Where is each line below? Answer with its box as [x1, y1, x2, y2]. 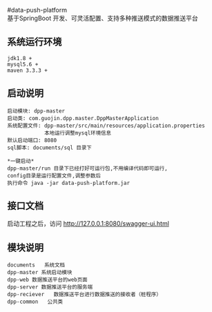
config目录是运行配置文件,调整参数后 [7, 172, 102, 179]
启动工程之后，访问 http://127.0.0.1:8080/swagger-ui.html [7, 220, 169, 228]
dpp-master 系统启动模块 [7, 269, 73, 276]
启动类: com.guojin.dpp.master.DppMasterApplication [7, 115, 159, 121]
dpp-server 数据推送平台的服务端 [7, 284, 93, 291]
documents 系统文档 [7, 262, 66, 269]
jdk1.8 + [7, 55, 32, 61]
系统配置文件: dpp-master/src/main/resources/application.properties [7, 122, 205, 129]
